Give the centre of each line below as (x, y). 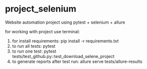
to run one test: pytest (34, 51)
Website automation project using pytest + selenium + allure (65, 22)
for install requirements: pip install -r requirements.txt (65, 41)
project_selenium (41, 9)
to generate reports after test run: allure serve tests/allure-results (77, 61)
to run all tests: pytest (34, 46)
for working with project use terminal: (42, 31)
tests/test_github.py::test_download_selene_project (63, 56)
